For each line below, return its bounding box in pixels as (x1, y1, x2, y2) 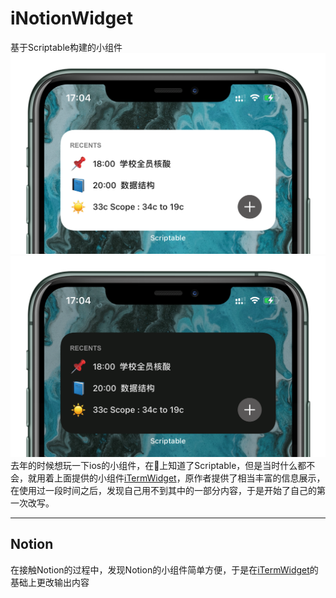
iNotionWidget (10, 7, 134, 30)
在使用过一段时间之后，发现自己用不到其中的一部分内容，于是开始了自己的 (10, 484, 317, 496)
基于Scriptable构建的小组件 (10, 41, 123, 53)
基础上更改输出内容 (10, 576, 90, 588)
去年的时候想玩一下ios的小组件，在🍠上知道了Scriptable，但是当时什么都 (10, 459, 307, 471)
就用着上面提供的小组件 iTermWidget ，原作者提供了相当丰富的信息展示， (27, 472, 326, 484)
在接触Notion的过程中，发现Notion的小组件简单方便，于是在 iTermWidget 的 (10, 563, 319, 576)
